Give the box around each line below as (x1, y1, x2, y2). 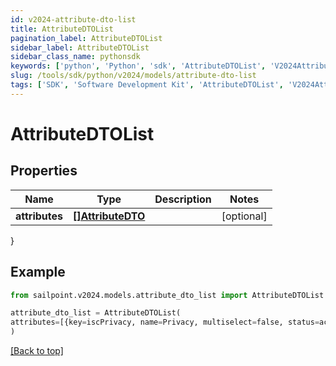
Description (154, 192, 212, 206)
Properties (10, 162, 78, 180)
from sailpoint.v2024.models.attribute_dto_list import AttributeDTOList (10, 290, 325, 300)
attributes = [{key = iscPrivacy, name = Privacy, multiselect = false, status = (10, 317, 320, 328)
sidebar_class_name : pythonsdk (10, 52, 141, 62)
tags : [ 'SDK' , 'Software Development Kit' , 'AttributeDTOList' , (10, 80, 284, 90)
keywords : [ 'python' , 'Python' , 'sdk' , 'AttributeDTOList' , (10, 61, 267, 71)
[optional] (221, 209, 268, 223)
